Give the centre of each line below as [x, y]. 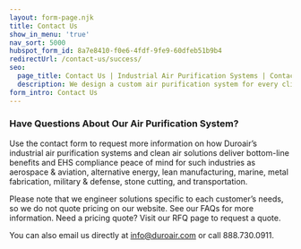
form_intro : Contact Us [54, 92]
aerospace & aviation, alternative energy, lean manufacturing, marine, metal [149, 172]
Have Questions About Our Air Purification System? [124, 124]
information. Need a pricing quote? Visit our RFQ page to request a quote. [145, 218]
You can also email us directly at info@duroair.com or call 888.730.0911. [142, 235]
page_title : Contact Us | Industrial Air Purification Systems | [142, 76]
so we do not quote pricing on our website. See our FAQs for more [131, 208]
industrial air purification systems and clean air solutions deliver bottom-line [149, 152]
